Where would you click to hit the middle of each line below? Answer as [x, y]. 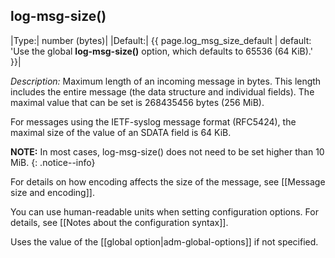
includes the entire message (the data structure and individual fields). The [162, 91]
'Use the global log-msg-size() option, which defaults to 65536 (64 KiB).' [161, 51]
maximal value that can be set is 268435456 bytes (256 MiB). [137, 102]
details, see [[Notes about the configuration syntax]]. [119, 222]
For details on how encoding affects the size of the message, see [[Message [168, 181]
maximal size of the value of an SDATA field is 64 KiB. [121, 132]
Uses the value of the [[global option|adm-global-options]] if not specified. [164, 241]
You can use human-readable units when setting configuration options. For [164, 211]
